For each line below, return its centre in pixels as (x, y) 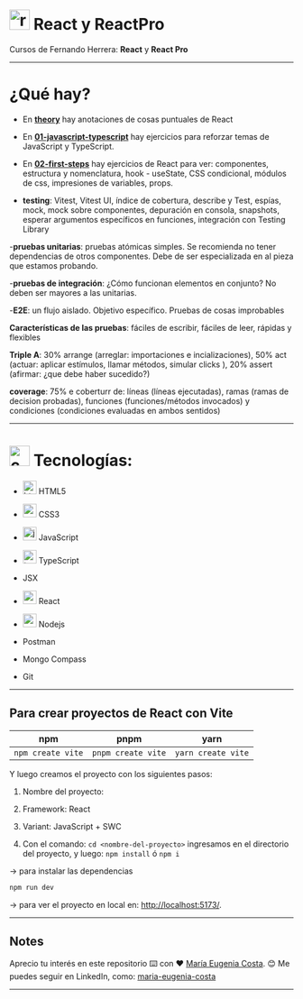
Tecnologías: (83, 461)
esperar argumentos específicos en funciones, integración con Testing (154, 219)
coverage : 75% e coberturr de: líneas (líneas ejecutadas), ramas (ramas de (149, 391)
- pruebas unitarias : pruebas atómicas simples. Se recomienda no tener (143, 246)
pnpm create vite (129, 752)
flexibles (25, 337)
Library (36, 229)
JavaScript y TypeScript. (68, 146)
